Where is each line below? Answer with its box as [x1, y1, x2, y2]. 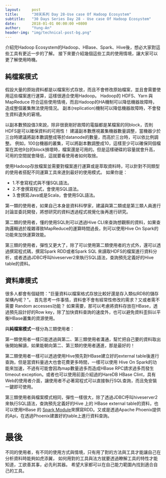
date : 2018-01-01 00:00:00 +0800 [5, 21, 87, 26]
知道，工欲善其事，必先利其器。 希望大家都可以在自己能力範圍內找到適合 [5, 461, 154, 467]
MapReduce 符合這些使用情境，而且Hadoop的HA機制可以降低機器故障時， [5, 99, 157, 105]
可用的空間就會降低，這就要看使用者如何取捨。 [5, 153, 100, 159]
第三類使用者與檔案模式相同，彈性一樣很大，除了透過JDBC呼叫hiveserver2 [5, 394, 158, 400]
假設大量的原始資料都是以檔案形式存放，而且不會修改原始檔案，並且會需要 [5, 86, 157, 92]
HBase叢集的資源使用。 [9, 315, 58, 321]
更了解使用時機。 [5, 57, 40, 62]
